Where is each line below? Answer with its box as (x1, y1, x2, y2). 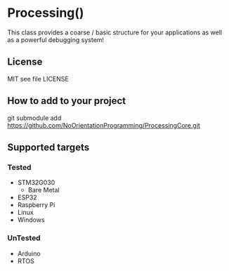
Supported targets (7, 141, 90, 153)
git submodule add (7, 114, 62, 122)
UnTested (7, 233, 41, 243)
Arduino (17, 249, 41, 258)
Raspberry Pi (17, 201, 55, 209)
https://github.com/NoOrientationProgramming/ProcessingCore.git (7, 121, 200, 129)
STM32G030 (17, 178, 55, 187)
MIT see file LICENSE (7, 74, 69, 83)
